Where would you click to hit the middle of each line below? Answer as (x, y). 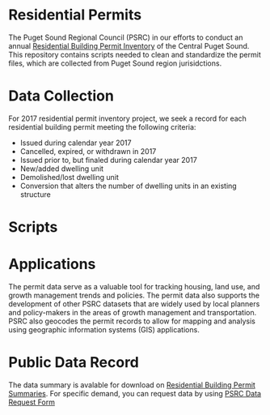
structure (35, 194)
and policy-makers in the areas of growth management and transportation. (133, 312)
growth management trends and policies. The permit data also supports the (134, 295)
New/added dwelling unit (61, 169)
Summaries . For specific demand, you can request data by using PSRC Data (135, 393)
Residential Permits (75, 15)
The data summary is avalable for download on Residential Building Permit (132, 385)
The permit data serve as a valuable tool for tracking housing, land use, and (134, 287)
